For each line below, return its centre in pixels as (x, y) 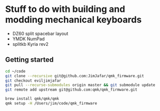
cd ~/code (15, 71)
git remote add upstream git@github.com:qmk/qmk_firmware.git (71, 90)
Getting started (29, 60)
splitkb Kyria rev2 (30, 44)
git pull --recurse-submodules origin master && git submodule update (80, 85)
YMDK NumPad (28, 39)
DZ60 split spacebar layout (40, 33)
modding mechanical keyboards (73, 20)
